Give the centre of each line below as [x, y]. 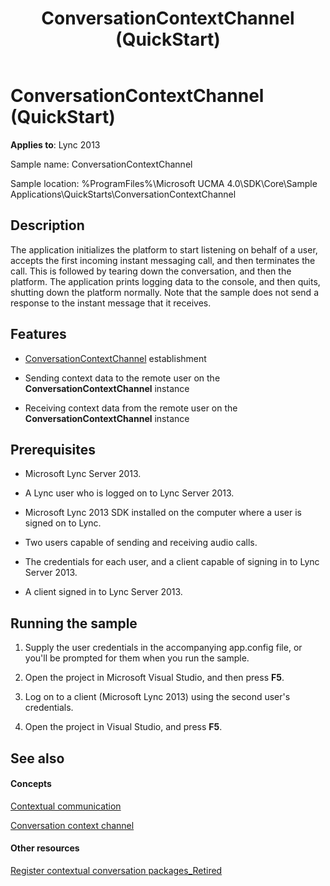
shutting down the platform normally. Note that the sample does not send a [164, 292]
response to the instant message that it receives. [111, 303]
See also [37, 758]
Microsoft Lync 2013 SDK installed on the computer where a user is [163, 513]
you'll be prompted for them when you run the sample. [137, 658]
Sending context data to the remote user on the [122, 378]
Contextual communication [66, 806]
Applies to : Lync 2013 [55, 144]
